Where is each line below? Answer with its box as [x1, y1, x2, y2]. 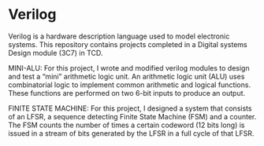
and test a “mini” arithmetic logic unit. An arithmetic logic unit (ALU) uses [8, 71, 245, 81]
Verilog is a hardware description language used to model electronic [8, 31, 230, 41]
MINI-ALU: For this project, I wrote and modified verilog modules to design [8, 63, 250, 72]
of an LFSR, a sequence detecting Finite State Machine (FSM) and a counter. [8, 111, 257, 121]
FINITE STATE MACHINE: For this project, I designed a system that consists [8, 104, 252, 113]
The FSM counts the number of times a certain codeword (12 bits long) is [8, 120, 245, 130]
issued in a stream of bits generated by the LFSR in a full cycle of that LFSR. [8, 128, 255, 138]
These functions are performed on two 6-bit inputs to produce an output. [8, 88, 246, 97]
